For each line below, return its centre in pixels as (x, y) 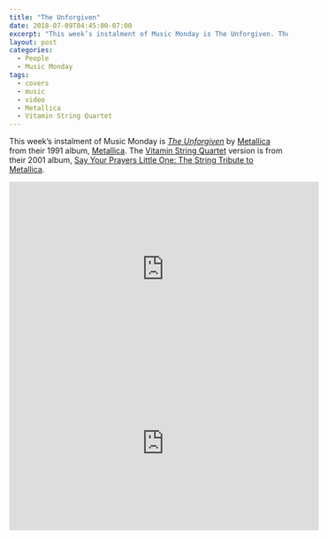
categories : (31, 50)
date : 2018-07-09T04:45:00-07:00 (71, 26)
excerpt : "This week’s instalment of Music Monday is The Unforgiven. (142, 34)
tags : (19, 75)
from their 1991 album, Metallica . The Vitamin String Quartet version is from (146, 150)
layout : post (33, 42)
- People (33, 58)
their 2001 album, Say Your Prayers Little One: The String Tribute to (131, 160)
